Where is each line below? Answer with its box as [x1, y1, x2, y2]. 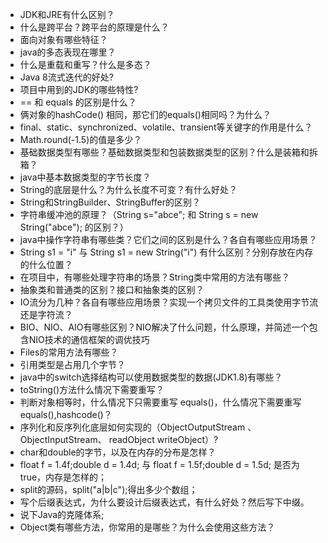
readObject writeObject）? [108, 434, 219, 445]
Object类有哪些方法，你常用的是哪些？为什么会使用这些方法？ [19, 521, 276, 533]
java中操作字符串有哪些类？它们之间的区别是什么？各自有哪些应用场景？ [19, 234, 318, 245]
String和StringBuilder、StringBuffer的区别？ [19, 196, 201, 208]
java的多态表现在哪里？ [19, 46, 117, 58]
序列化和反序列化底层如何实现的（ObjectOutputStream [19, 421, 246, 433]
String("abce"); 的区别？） [19, 221, 129, 233]
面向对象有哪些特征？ [19, 34, 108, 45]
